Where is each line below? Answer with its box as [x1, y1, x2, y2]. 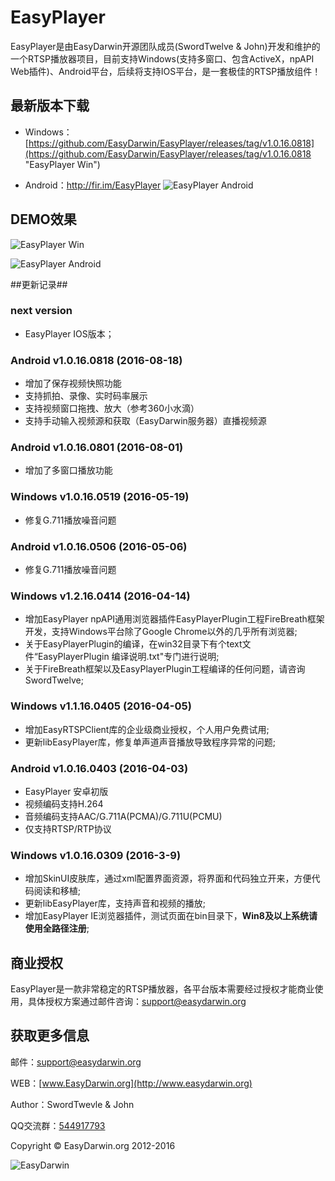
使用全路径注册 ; [24, 922, 90, 935]
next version [10, 304, 73, 318]
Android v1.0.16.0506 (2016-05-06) [10, 539, 188, 553]
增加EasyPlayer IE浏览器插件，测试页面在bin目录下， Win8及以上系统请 [24, 910, 318, 922]
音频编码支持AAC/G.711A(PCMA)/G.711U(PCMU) [24, 810, 223, 822]
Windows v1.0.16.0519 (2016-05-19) [10, 490, 190, 504]
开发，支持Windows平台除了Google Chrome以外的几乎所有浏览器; [24, 626, 298, 638]
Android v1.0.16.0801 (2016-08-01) [10, 441, 184, 455]
